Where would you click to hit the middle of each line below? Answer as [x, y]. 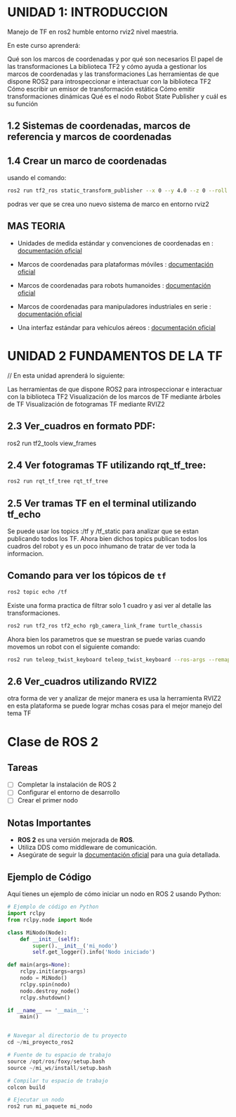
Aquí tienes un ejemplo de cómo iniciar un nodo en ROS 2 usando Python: [114, 894]
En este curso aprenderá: [44, 45]
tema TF [19, 713]
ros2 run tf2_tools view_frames [52, 443]
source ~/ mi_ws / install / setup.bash [59, 1068]
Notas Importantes [49, 823]
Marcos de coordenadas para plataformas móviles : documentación [116, 264]
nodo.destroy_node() [50, 991]
